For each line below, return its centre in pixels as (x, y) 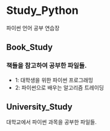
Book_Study (30, 47)
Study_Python (42, 11)
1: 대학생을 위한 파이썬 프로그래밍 (54, 80)
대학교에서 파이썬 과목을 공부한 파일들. (51, 122)
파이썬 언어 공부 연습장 (33, 28)
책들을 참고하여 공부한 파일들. (47, 66)
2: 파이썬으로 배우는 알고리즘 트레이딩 (60, 88)
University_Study (39, 107)
